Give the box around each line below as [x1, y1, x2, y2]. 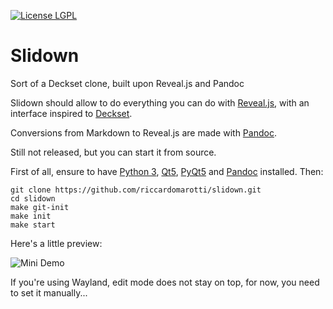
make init [10, 211, 52, 221]
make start [10, 220, 56, 230]
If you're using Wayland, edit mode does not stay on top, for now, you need [10, 276, 320, 288]
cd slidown [10, 193, 56, 204]
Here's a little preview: [10, 237, 103, 249]
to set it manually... [10, 286, 88, 299]
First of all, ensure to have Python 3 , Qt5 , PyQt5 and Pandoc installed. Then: [10, 165, 324, 177]
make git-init [10, 202, 70, 212]
